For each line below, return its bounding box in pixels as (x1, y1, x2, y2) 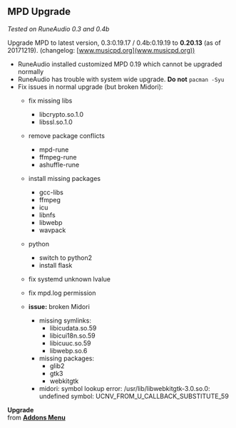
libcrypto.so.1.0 (39, 110, 84, 118)
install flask (39, 261, 73, 269)
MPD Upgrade (7, 6, 71, 18)
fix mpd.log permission (28, 288, 96, 297)
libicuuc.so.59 (49, 338, 91, 348)
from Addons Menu (7, 413, 66, 422)
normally (17, 67, 44, 75)
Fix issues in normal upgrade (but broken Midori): (17, 82, 163, 91)
